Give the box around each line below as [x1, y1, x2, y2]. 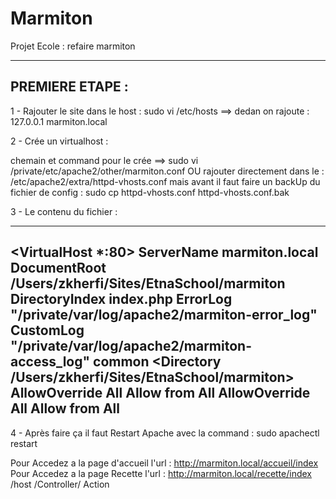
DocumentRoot [10, 260, 107, 277]
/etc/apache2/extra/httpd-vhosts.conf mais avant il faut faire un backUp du [10, 175, 321, 187]
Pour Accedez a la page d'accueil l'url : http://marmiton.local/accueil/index [10, 457, 319, 469]
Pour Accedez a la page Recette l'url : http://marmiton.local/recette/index [10, 467, 312, 479]
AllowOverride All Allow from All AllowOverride [10, 385, 311, 402]
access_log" [10, 353, 91, 371]
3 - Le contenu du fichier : [10, 205, 118, 217]
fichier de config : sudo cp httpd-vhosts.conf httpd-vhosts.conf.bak [10, 186, 290, 198]
